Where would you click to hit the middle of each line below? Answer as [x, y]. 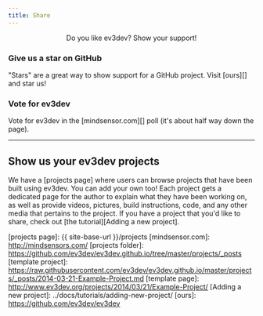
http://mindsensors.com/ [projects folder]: [76, 245]
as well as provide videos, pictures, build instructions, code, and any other [128, 205]
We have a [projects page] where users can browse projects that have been [130, 180]
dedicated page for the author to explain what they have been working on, [128, 197]
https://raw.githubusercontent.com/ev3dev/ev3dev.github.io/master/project [130, 271]
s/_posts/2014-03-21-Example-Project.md [76, 278]
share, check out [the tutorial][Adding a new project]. [94, 222]
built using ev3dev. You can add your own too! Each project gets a [115, 188]
